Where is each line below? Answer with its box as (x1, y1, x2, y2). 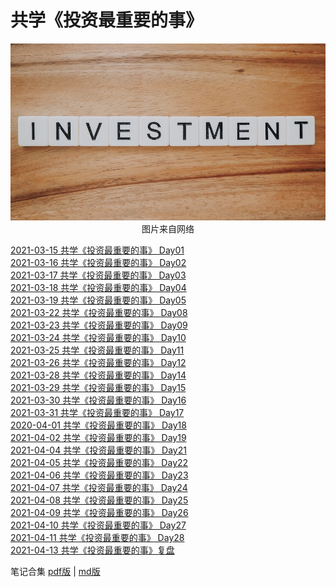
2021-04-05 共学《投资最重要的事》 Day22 (10, 457, 189, 469)
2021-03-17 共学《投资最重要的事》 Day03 (10, 269, 187, 281)
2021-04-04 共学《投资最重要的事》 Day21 (10, 444, 187, 456)
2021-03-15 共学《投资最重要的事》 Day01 (10, 244, 185, 256)
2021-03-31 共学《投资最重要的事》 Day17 (10, 407, 185, 419)
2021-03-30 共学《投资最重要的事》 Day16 (10, 394, 187, 406)
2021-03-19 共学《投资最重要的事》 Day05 (10, 294, 187, 306)
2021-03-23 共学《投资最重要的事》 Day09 (10, 319, 188, 331)
